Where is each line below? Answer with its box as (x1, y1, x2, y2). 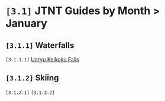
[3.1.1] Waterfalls (5, 40, 75, 50)
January (5, 17, 48, 30)
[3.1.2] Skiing (5, 73, 59, 83)
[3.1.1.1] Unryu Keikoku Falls (5, 56, 79, 63)
